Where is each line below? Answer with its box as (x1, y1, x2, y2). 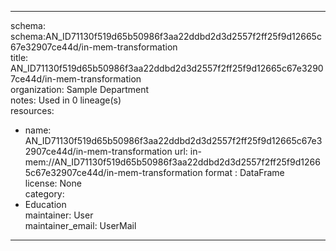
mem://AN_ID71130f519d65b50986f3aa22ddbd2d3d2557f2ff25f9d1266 (24, 156, 321, 168)
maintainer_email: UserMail (24, 220, 137, 231)
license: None (24, 177, 82, 189)
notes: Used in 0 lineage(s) (10, 94, 122, 106)
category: (24, 188, 65, 200)
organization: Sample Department (10, 84, 150, 95)
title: (10, 52, 29, 63)
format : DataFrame (204, 167, 285, 178)
